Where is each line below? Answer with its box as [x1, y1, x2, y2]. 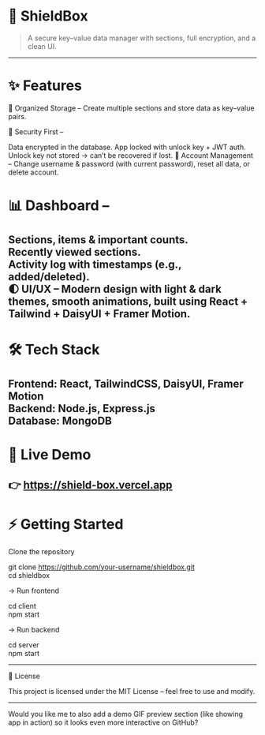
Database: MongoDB [8, 414, 112, 428]
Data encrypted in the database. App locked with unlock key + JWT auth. [8, 142, 246, 152]
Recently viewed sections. [8, 246, 141, 259]
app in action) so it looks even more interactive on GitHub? [8, 718, 199, 727]
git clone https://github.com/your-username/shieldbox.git [8, 562, 196, 572]
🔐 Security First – [8, 126, 64, 137]
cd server [8, 639, 39, 650]
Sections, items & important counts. [8, 233, 189, 247]
